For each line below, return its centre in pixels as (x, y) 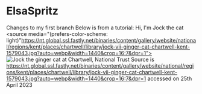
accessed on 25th (170, 78)
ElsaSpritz (32, 11)
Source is (143, 59)
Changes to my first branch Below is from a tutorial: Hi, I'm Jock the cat (95, 28)
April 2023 (19, 84)
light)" (14, 40)
